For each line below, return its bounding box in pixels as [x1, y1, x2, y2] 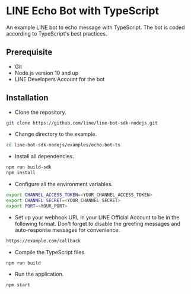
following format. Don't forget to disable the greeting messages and [14, 220, 181, 227]
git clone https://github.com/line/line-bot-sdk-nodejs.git [6, 120, 158, 126]
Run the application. [14, 271, 64, 278]
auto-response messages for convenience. [14, 226, 120, 234]
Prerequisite [6, 47, 53, 57]
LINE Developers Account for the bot [14, 75, 105, 82]
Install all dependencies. [14, 153, 74, 160]
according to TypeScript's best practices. [6, 30, 107, 37]
